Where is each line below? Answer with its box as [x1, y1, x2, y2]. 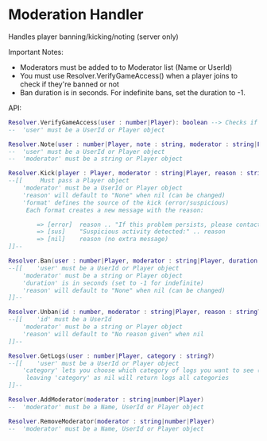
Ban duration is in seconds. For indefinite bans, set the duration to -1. [19, 87, 246, 97]
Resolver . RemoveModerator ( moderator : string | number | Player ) [8, 417, 215, 425]
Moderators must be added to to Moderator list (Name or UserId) [19, 62, 233, 72]
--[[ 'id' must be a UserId [8, 316, 112, 324]
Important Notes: [8, 47, 64, 56]
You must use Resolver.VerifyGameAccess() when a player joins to [19, 71, 238, 80]
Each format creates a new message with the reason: [25, 206, 204, 214]
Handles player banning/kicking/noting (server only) [8, 32, 179, 41]
